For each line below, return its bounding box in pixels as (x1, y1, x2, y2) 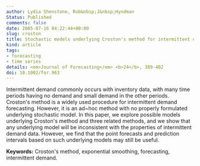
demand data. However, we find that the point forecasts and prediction (6, 130, 180, 137)
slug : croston (6, 31, 42, 37)
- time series (6, 58, 42, 64)
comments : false (6, 20, 46, 26)
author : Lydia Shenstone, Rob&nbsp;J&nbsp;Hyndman (6, 8, 135, 15)
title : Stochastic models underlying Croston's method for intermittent (6, 36, 190, 42)
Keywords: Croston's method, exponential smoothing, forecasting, (6, 148, 170, 155)
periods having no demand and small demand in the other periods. (6, 92, 170, 99)
